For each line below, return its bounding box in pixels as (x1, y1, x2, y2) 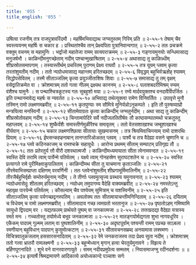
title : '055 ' (6, 8, 41, 15)
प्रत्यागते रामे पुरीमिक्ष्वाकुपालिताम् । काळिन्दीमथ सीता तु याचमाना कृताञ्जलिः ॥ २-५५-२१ (6, 160, 168, 167)
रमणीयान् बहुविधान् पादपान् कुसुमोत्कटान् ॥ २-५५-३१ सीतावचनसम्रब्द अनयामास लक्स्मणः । (6, 226, 174, 233)
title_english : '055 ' (6, 14, 61, 20)
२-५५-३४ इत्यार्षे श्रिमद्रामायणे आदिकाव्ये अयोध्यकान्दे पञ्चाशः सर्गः (6, 252, 125, 259)
